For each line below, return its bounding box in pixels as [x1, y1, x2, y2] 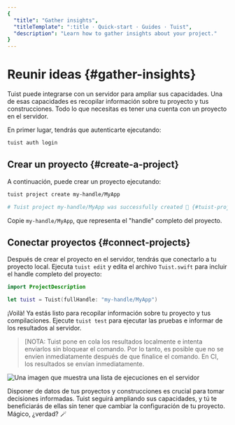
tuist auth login [7, 140, 58, 147]
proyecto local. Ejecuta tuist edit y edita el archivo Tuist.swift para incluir [7, 262, 227, 271]
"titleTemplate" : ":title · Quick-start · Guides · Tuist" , [13, 23, 192, 30]
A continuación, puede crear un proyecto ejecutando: [7, 177, 162, 186]
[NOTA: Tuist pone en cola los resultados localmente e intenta [24, 337, 203, 346]
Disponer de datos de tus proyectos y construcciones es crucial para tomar [7, 387, 225, 396]
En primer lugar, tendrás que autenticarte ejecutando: [7, 126, 162, 134]
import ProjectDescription [7, 283, 86, 291]
